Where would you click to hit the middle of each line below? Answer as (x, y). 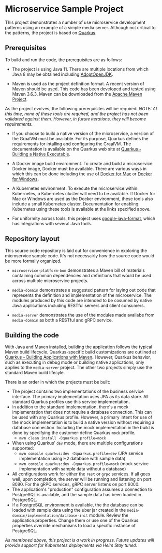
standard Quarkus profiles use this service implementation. (71, 402)
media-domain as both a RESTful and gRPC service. (62, 320)
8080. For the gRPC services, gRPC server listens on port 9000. (76, 485)
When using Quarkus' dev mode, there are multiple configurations (77, 443)
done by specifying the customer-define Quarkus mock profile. (74, 433)
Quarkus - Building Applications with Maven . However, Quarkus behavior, (78, 357)
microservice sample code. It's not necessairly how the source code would (80, 255)
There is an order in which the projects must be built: (58, 382)
